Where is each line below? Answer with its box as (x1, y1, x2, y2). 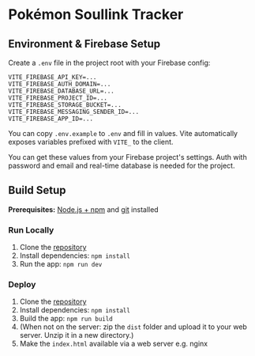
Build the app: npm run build (19, 314, 113, 324)
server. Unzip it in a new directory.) (19, 331, 134, 340)
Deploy (8, 279, 36, 290)
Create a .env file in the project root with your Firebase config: (8, 58, 211, 67)
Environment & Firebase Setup (8, 37, 160, 51)
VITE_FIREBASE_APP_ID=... (8, 115, 93, 123)
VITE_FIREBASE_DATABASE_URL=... (8, 87, 114, 95)
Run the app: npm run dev (19, 259, 103, 269)
